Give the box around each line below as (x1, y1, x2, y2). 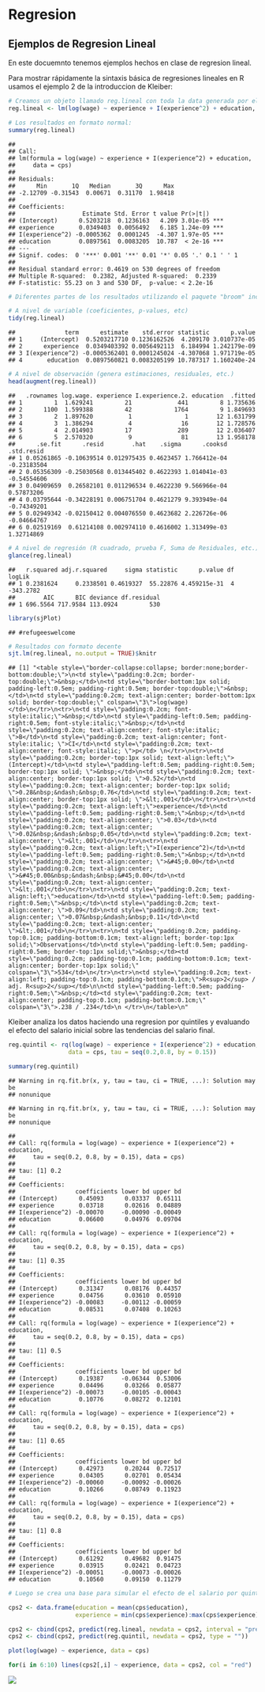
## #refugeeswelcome (8, 628, 77, 636)
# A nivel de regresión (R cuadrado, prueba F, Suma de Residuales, (8, 544, 238, 552)
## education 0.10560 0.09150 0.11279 (8, 1575, 181, 1584)
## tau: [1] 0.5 (8, 1347, 62, 1355)
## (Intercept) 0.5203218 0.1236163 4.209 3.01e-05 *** (8, 216, 224, 225)
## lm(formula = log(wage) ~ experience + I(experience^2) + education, (8, 154, 252, 162)
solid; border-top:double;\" (8, 699, 104, 707)
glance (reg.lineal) (8, 552, 73, 560)
